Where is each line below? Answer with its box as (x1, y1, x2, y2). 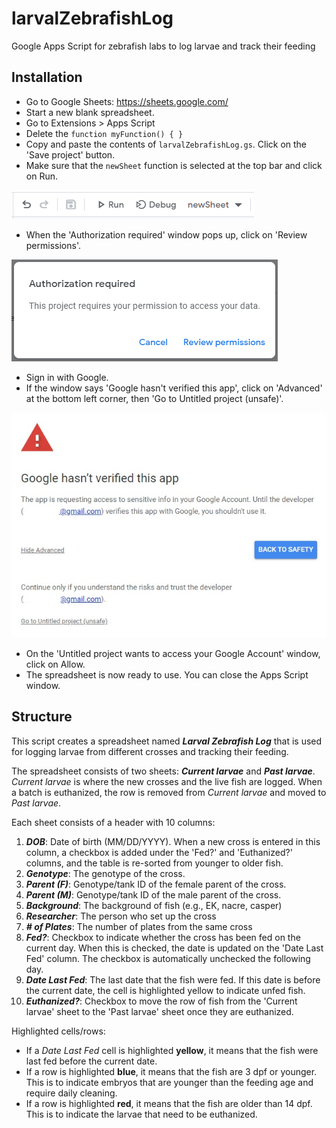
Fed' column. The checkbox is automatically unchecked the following (25, 952, 311, 964)
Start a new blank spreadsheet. (25, 106, 155, 118)
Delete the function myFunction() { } (25, 127, 184, 139)
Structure (11, 708, 73, 726)
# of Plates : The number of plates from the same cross (25, 920, 253, 932)
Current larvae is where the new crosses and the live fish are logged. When (11, 775, 323, 787)
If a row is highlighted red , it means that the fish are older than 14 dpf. (25, 1097, 313, 1109)
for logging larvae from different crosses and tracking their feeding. (11, 745, 289, 757)
